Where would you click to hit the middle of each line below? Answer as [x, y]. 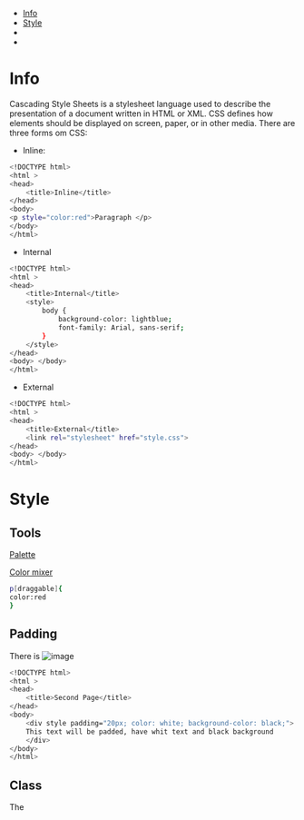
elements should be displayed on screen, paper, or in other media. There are [152, 123]
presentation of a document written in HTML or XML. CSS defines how [142, 114]
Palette [23, 555]
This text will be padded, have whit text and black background [150, 731]
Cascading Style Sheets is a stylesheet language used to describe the [140, 104]
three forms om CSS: [49, 133]
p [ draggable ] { [36, 589]
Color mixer [31, 572]
